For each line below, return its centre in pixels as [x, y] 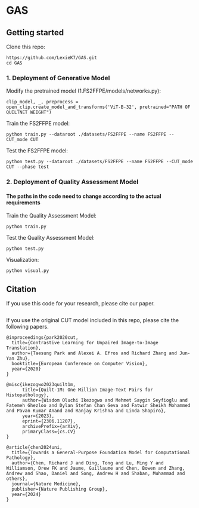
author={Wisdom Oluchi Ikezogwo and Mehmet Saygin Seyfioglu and [105, 400]
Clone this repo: [26, 47]
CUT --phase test [28, 167]
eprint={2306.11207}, [49, 421]
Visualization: [23, 260]
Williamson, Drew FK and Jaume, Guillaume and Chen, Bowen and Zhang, [96, 469]
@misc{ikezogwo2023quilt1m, [41, 385]
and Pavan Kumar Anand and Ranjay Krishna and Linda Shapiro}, [86, 411]
